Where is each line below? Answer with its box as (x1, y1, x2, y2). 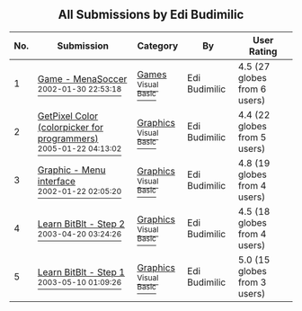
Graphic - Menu (37, 164, 106, 176)
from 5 (237, 130, 267, 143)
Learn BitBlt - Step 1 (37, 265, 126, 278)
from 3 (237, 276, 267, 289)
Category (137, 40, 179, 52)
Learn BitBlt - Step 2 (37, 218, 126, 230)
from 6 (237, 83, 267, 95)
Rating (248, 45, 278, 58)
